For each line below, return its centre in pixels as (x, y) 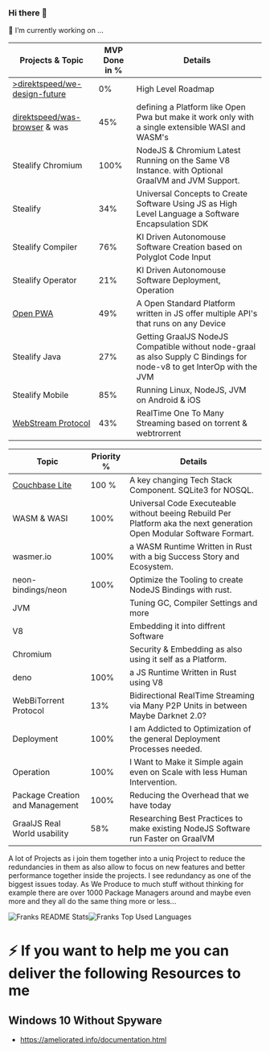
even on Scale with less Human (188, 772)
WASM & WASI (40, 519)
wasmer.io (32, 557)
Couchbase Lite (42, 485)
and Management (45, 806)
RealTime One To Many (180, 413)
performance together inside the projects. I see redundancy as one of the (130, 876)
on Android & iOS (168, 400)
